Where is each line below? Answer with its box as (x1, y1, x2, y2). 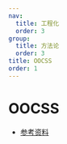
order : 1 (8, 65, 38, 73)
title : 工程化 (15, 19, 60, 28)
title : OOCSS (8, 57, 52, 66)
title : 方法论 (15, 42, 60, 50)
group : (8, 34, 31, 43)
